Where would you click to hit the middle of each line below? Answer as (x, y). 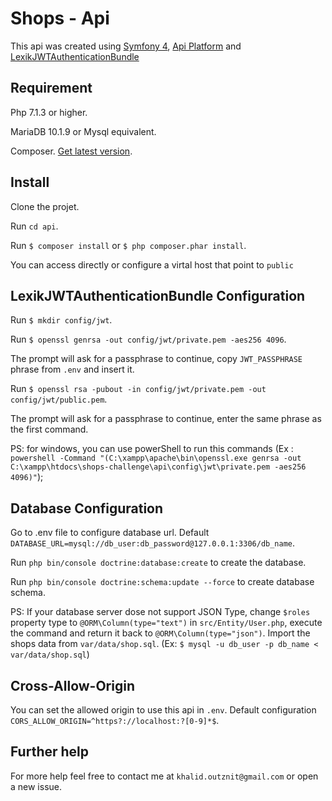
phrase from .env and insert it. (72, 369)
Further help (50, 752)
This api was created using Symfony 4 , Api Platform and (126, 46)
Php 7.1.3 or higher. (49, 112)
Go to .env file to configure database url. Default (110, 533)
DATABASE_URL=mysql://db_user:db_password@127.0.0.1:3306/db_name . (153, 543)
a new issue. (36, 786)
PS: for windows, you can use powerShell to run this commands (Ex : (152, 449)
